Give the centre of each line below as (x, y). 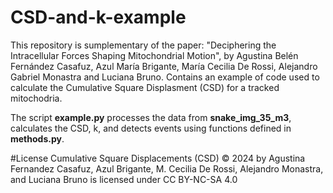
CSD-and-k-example (98, 17)
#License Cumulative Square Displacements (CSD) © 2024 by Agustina (158, 158)
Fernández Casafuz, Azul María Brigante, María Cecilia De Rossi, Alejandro (164, 66)
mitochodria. (36, 98)
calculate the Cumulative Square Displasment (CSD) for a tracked (145, 87)
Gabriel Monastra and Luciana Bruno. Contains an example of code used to (165, 77)
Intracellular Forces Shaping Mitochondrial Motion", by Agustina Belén (154, 55)
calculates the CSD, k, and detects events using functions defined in (151, 128)
